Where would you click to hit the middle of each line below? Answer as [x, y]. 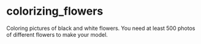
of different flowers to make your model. [57, 34]
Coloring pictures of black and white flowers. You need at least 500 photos [101, 28]
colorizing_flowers [55, 11]
